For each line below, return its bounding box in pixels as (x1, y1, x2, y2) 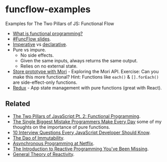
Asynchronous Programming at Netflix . (12, 140, 94, 146)
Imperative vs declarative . (12, 41, 67, 47)
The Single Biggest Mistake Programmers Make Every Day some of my (12, 119, 162, 125)
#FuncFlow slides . (12, 36, 51, 42)
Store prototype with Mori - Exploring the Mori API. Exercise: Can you (12, 68, 159, 75)
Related (5, 100, 31, 108)
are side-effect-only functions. (12, 79, 78, 85)
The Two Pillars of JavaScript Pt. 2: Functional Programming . (12, 113, 141, 119)
